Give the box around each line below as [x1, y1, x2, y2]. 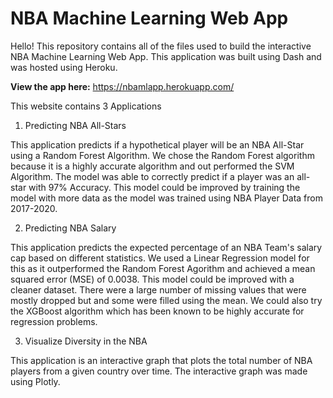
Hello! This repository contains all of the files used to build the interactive [10, 40, 312, 52]
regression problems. [10, 315, 98, 327]
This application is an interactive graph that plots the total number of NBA [10, 354, 313, 366]
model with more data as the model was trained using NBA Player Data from [10, 192, 324, 204]
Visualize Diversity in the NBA [24, 335, 148, 347]
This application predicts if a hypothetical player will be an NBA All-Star [10, 138, 305, 151]
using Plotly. [10, 375, 61, 387]
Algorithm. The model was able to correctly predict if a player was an [10, 170, 295, 182]
